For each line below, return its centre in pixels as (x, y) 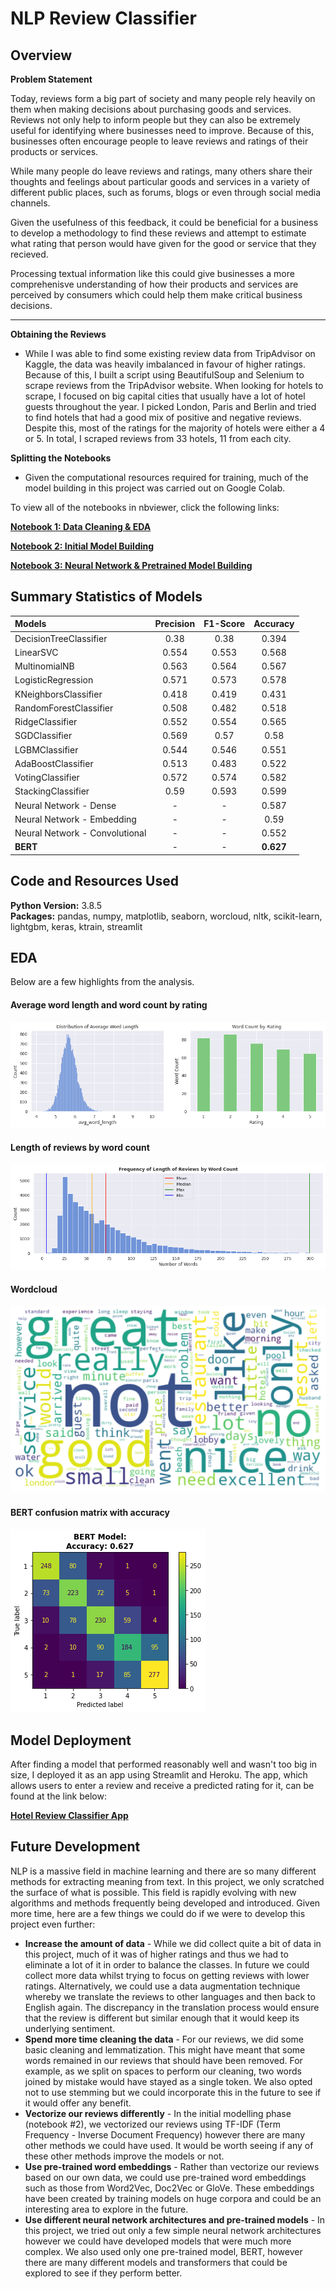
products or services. (54, 151)
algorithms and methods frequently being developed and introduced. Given (165, 1903)
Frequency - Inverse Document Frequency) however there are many (165, 2134)
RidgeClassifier (46, 722)
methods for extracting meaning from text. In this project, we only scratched (167, 1881)
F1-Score (224, 624)
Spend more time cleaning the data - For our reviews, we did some (164, 2039)
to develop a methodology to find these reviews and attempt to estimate (158, 233)
